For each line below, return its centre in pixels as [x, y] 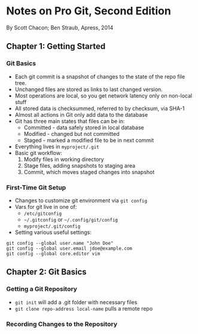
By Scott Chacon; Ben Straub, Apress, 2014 [60, 28]
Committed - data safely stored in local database [84, 127]
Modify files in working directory [64, 159]
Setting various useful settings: [53, 232]
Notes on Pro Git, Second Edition [89, 11]
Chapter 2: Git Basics [46, 272]
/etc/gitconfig [42, 214]
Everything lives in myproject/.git [57, 146]
